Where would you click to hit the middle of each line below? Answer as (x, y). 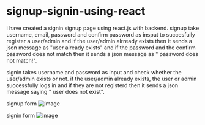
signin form (21, 115)
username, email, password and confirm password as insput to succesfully (101, 34)
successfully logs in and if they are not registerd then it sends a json (92, 85)
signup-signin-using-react (76, 11)
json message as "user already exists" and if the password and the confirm (101, 48)
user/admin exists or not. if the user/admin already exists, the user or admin (102, 79)
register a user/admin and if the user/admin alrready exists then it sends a (99, 41)
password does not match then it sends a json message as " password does (102, 54)
